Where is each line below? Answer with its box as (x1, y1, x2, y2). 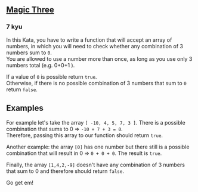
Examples (6, 103, 44, 113)
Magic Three (6, 5, 55, 15)
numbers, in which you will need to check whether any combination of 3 (6, 42, 184, 49)
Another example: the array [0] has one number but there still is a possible (6, 143, 190, 150)
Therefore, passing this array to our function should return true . (6, 131, 163, 139)
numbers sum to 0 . (6, 49, 52, 56)
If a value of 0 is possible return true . (6, 73, 97, 80)
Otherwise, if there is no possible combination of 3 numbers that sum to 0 (6, 79, 187, 86)
